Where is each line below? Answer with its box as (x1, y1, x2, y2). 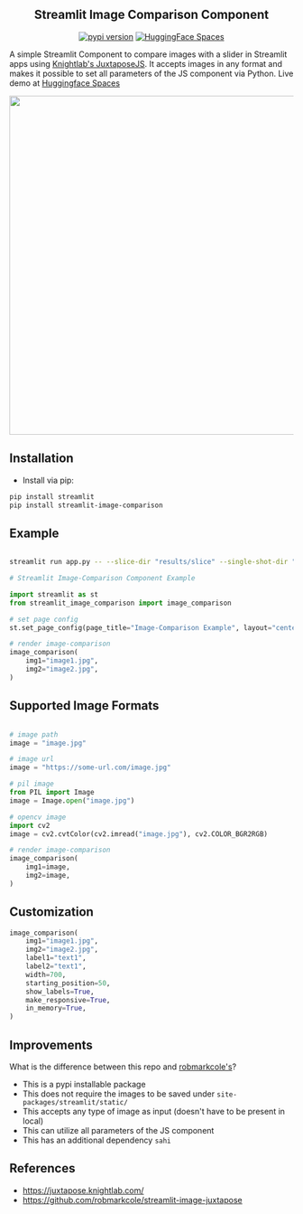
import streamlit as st (9, 589, 99, 599)
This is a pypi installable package (22, 1079, 146, 1089)
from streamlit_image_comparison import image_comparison (9, 598, 232, 607)
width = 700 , (25, 970, 67, 979)
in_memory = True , (25, 1003, 87, 1013)
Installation (9, 451, 74, 466)
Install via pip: (22, 475, 75, 485)
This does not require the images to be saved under (22, 1088, 215, 1099)
